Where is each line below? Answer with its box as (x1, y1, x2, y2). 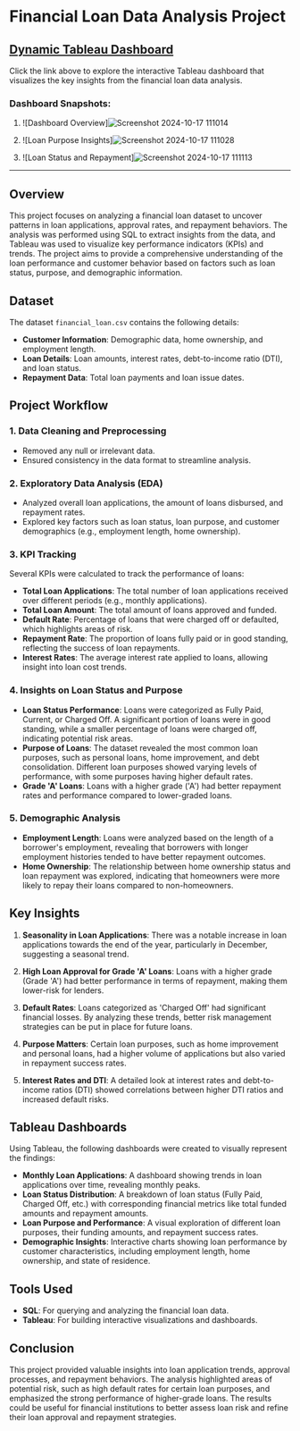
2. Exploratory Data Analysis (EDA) (9, 476, 163, 489)
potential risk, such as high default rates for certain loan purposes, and (9, 1384, 271, 1394)
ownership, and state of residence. (21, 1256, 151, 1267)
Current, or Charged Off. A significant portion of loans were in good (21, 713, 271, 725)
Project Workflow (9, 398, 109, 413)
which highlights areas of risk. (21, 624, 133, 635)
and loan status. (21, 362, 82, 373)
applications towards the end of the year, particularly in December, (21, 939, 268, 949)
